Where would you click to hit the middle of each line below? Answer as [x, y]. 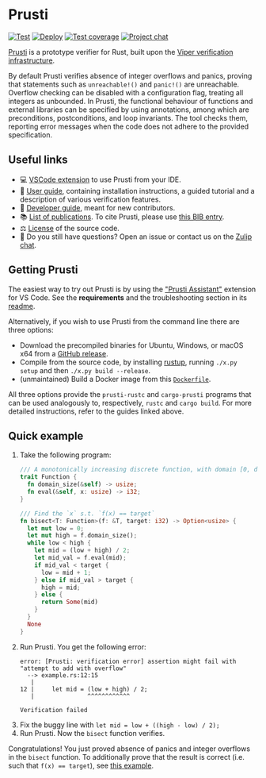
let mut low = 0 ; [56, 528]
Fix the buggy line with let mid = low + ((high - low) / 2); [120, 725]
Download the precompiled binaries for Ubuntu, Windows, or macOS [131, 345]
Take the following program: [65, 455]
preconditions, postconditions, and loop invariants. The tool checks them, [128, 117]
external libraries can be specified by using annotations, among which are [129, 110]
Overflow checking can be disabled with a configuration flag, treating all [126, 92]
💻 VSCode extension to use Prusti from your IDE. [101, 179]
